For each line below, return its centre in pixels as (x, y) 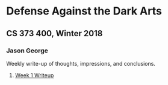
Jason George (27, 51)
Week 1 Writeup (34, 75)
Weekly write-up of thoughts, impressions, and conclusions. (81, 63)
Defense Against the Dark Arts (84, 11)
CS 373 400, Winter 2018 (54, 33)
